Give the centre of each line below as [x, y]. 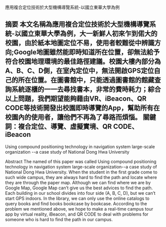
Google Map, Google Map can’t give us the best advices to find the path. [79, 188]
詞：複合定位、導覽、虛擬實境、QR [59, 127]
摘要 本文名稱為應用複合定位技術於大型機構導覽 [77, 25]
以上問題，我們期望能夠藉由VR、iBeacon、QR [76, 99]
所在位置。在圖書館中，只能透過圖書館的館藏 [86, 80]
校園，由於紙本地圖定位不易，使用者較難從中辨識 [80, 43]
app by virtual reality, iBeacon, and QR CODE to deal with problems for [77, 214]
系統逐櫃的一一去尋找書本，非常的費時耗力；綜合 [86, 89]
